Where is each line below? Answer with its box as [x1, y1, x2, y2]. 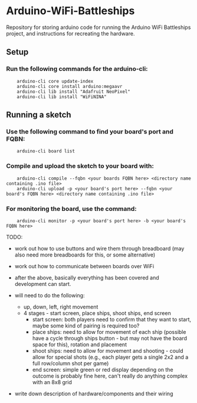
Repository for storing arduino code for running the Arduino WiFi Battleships [6, 24, 191, 31]
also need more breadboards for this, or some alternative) [14, 251, 156, 258]
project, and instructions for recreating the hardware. [6, 30, 135, 37]
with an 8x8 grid [32, 378, 72, 385]
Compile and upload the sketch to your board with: [6, 162, 155, 170]
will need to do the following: [14, 291, 85, 299]
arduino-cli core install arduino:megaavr [17, 83, 123, 89]
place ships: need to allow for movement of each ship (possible [32, 328, 186, 335]
